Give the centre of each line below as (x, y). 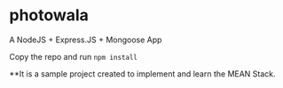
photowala (49, 15)
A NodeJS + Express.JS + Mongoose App (86, 40)
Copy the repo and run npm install (73, 56)
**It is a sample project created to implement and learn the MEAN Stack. (143, 73)
